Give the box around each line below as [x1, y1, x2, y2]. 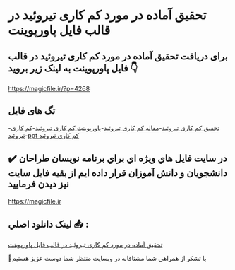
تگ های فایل [8, 105, 56, 117]
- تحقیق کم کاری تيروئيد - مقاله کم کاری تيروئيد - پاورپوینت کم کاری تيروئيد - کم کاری [8, 124, 220, 132]
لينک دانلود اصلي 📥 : [8, 218, 89, 230]
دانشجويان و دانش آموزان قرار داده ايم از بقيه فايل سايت [8, 167, 228, 180]
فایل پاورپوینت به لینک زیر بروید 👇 [8, 62, 138, 74]
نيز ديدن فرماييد [8, 178, 69, 190]
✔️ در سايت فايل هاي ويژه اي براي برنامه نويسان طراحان [8, 153, 228, 165]
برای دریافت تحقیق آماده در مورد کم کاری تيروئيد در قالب [8, 50, 228, 62]
